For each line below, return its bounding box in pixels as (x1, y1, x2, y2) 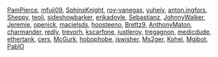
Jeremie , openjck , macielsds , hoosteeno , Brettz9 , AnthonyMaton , (7, 21, 193, 28)
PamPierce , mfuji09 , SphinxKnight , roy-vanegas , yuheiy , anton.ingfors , (7, 6, 208, 14)
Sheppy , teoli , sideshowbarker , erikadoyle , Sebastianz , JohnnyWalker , (7, 13, 206, 21)
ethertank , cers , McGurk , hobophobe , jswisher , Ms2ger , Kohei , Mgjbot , (7, 35, 208, 43)
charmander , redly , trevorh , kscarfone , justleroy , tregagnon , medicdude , (7, 27, 212, 36)
